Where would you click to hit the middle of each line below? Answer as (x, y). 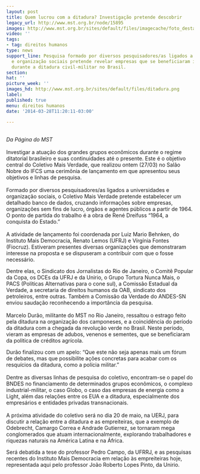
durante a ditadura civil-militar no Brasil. (69, 67)
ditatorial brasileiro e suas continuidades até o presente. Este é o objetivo (96, 159)
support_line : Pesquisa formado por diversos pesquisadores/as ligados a (100, 56)
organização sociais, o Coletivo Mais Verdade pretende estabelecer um (94, 196)
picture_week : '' (28, 84)
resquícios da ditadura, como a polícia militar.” (63, 365)
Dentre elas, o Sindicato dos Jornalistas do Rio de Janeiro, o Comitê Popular (100, 271)
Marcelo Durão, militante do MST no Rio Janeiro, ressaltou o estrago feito (96, 315)
